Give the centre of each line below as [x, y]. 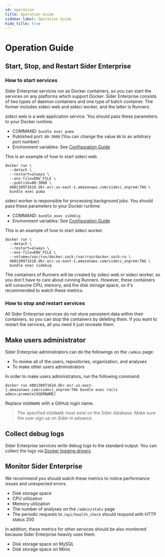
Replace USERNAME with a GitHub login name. [49, 403]
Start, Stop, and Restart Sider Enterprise [68, 66]
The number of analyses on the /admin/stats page [64, 509]
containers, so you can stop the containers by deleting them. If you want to [81, 319]
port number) [26, 142]
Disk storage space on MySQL [43, 544]
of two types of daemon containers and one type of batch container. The [79, 101]
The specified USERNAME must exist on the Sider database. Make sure [86, 413]
